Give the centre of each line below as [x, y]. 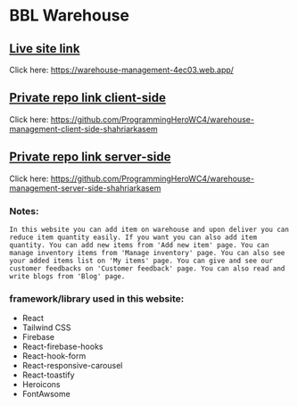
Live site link [45, 49]
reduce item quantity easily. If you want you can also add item [133, 237]
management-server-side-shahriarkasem [85, 187]
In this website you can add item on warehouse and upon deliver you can [149, 229]
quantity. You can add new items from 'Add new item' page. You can [139, 245]
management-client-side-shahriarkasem [83, 128]
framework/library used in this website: [97, 298]
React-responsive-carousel [72, 366]
